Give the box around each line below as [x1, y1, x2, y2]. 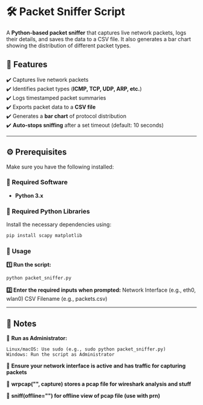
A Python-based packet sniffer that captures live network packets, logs [6, 28, 187, 36]
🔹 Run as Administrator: [6, 335, 68, 342]
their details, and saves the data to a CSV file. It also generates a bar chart [6, 35, 192, 42]
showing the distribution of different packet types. [6, 42, 131, 49]
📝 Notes [6, 318, 37, 329]
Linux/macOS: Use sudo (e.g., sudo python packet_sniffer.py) [6, 346, 166, 352]
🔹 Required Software [6, 178, 68, 187]
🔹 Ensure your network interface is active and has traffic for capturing [6, 362, 186, 370]
